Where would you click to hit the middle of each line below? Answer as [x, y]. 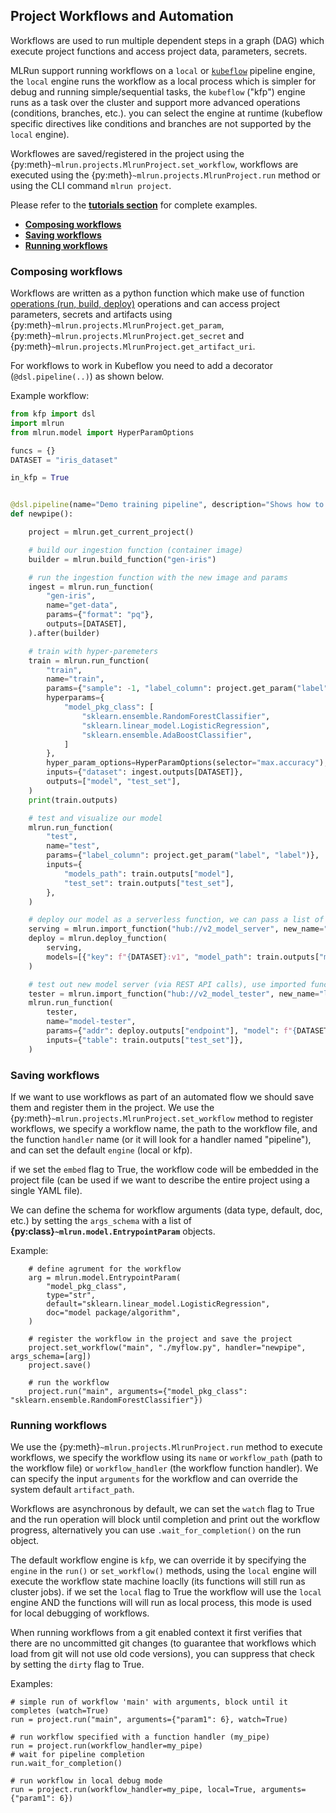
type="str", [71, 1295]
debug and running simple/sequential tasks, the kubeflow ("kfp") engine [158, 91]
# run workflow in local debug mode [86, 1781]
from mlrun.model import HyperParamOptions [102, 432]
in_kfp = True [40, 478]
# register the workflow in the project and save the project [160, 1339]
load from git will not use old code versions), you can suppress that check [162, 1654]
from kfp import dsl [53, 414]
